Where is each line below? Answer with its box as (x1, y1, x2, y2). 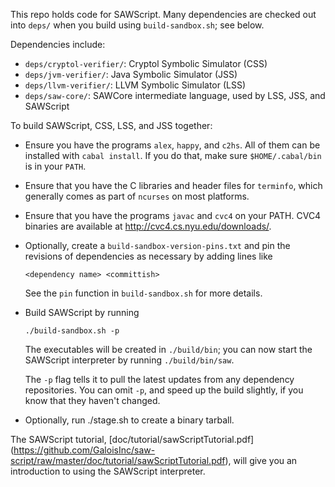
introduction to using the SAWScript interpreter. (10, 465, 206, 477)
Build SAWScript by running (24, 307, 140, 318)
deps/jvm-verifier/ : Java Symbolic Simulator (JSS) (24, 69, 238, 80)
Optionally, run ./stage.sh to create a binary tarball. (24, 414, 235, 426)
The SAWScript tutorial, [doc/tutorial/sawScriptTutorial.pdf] (10, 434, 255, 445)
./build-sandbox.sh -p (24, 326, 120, 336)
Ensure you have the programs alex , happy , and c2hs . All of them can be (24, 139, 321, 151)
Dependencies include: (10, 39, 106, 50)
